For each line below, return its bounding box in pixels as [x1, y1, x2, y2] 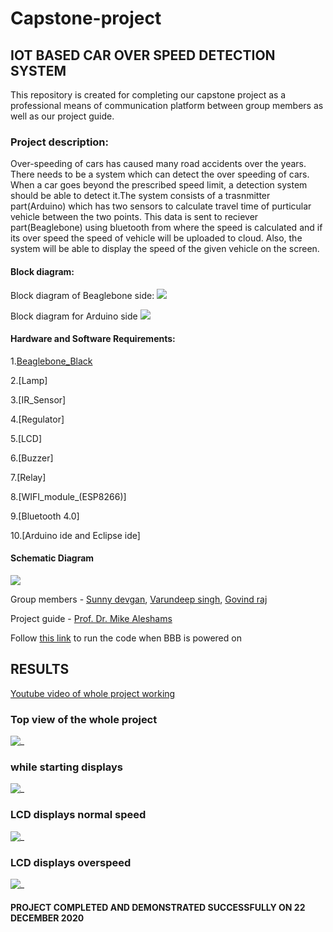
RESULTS [10, 661, 70, 678]
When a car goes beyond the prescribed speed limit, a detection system [10, 179, 308, 191]
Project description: [10, 135, 109, 149]
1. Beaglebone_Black [10, 355, 93, 367]
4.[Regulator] [10, 413, 65, 425]
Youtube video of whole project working [10, 687, 176, 699]
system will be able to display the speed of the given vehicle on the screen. [10, 243, 320, 255]
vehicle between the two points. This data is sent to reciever [10, 211, 259, 223]
